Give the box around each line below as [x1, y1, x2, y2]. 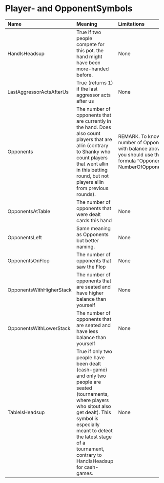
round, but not [76, 173, 109, 179]
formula [118, 157, 136, 164]
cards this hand [76, 217, 112, 224]
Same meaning [76, 225, 111, 232]
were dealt [76, 211, 101, 217]
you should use [118, 151, 153, 158]
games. [76, 470, 94, 477]
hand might [76, 53, 102, 60]
